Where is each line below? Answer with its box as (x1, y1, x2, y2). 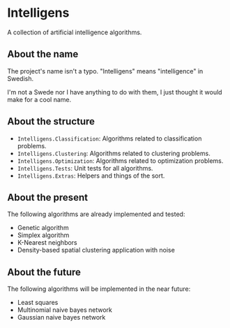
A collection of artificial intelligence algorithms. (7, 28, 142, 36)
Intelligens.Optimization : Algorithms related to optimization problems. (17, 156, 224, 165)
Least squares (17, 299, 59, 307)
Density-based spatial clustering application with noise (17, 246, 176, 255)
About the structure (7, 115, 95, 127)
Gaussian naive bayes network (17, 313, 106, 322)
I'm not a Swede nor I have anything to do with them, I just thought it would (7, 87, 222, 96)
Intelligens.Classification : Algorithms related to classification (17, 134, 202, 143)
